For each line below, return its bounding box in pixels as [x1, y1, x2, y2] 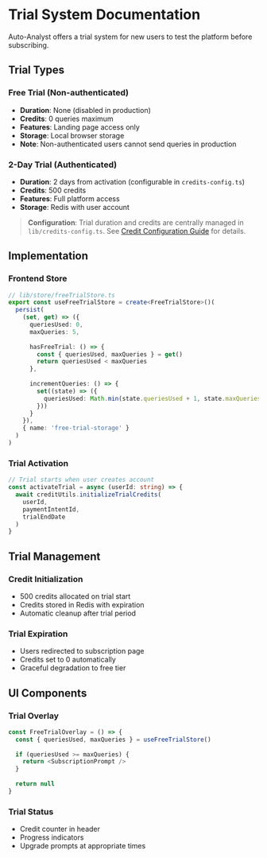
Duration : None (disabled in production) [19, 105, 151, 115]
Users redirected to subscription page [19, 646, 145, 656]
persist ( [15, 306, 44, 314]
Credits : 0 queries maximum [19, 114, 114, 123]
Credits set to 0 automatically [19, 654, 117, 665]
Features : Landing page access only [19, 122, 141, 132]
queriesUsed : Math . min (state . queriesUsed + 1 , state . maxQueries [43, 394, 261, 402]
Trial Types [8, 64, 65, 77]
